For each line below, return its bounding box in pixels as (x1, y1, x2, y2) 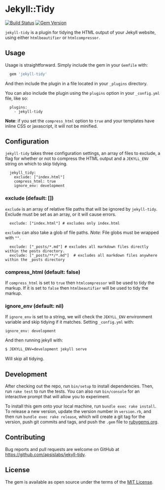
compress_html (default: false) (5, 268, 80, 275)
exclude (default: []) (5, 195, 54, 202)
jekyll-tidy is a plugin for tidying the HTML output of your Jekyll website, (5, 29, 156, 35)
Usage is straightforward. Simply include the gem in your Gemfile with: (5, 62, 148, 68)
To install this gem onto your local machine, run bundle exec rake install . (5, 403, 157, 409)
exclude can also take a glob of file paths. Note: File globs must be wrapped (5, 229, 159, 235)
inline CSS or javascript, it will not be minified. (5, 123, 98, 129)
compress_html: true (14, 179, 56, 184)
